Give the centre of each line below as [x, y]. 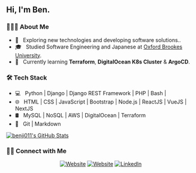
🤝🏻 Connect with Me [37, 151]
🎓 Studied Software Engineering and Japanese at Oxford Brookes [99, 47]
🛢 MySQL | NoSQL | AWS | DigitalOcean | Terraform [80, 115]
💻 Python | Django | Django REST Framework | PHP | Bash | [91, 93]
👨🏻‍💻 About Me [28, 27]
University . [28, 55]
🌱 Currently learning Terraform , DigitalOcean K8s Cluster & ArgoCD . [102, 62]
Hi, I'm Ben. [28, 10]
